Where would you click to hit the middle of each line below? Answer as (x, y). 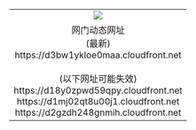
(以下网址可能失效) (98, 79)
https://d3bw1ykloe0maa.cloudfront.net (98, 55)
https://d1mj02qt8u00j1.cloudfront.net (98, 101)
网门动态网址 (98, 30)
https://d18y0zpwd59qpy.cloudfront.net (98, 90)
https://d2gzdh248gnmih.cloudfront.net (98, 112)
